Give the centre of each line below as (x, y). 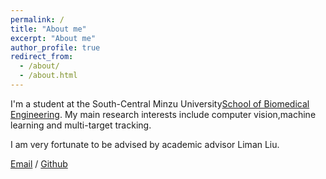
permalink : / (37, 19)
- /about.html (48, 76)
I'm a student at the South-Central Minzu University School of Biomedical (160, 103)
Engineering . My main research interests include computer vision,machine (163, 114)
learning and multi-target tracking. (81, 125)
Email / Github (39, 163)
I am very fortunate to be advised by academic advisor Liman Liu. (145, 144)
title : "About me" (48, 29)
